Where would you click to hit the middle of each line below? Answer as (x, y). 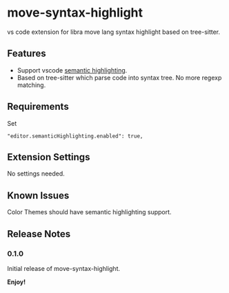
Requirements (38, 107)
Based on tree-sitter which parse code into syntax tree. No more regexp (119, 77)
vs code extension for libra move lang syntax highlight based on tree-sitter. (114, 32)
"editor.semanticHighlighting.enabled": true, (75, 136)
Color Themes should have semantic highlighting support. (89, 212)
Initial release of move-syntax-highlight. (64, 268)
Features (27, 54)
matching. (31, 85)
